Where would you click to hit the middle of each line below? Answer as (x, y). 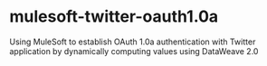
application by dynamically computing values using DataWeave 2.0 (134, 51)
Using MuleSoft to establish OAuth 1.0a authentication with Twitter (133, 42)
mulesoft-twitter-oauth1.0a (114, 17)
